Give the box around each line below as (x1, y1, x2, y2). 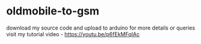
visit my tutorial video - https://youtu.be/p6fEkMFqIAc (6, 30, 140, 37)
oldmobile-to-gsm (6, 4, 99, 18)
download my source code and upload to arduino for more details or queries (6, 24, 196, 31)
